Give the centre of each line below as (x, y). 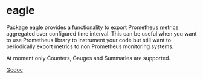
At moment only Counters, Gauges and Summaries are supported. (89, 58)
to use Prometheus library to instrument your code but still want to (89, 40)
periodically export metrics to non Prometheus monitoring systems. (90, 46)
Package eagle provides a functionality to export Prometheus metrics (92, 27)
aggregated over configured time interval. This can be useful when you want (101, 33)
